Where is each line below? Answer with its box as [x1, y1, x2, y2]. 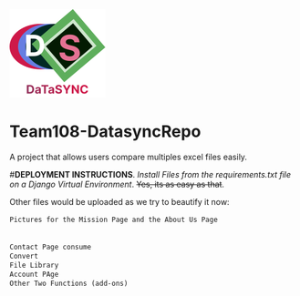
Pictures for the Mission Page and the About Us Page [9, 215, 219, 224]
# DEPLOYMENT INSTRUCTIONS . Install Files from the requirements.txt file [9, 168, 292, 179]
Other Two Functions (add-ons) [9, 279, 129, 288]
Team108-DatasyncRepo [9, 121, 202, 142]
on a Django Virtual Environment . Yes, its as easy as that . [9, 179, 225, 189]
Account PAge [9, 270, 59, 279]
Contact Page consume [9, 242, 92, 251]
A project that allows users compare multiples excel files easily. [9, 151, 248, 162]
